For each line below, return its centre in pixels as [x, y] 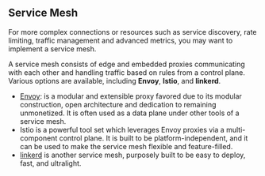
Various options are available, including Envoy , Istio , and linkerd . [115, 81]
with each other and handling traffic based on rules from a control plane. [127, 72]
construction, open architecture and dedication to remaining [118, 104]
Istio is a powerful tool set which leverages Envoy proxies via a [122, 129]
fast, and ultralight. [50, 163]
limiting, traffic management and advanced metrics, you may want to [121, 40]
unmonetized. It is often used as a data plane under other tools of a [129, 113]
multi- [236, 129]
